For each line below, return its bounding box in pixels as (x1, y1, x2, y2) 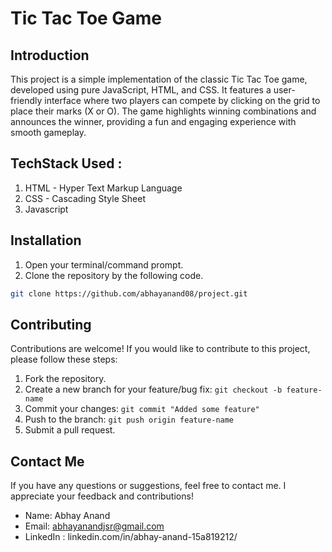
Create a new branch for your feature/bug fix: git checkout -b (24, 383, 283, 396)
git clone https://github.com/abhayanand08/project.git (10, 288, 248, 299)
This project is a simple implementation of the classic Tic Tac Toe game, (10, 73, 308, 85)
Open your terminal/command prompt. (24, 258, 184, 271)
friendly (10, 95, 43, 106)
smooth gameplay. (10, 127, 87, 138)
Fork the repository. (24, 373, 107, 385)
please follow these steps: (10, 353, 118, 366)
